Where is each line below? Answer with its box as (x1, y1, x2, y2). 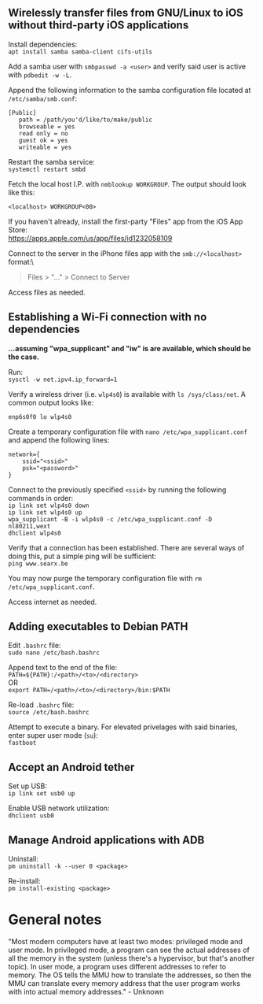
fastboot (8, 739, 37, 747)
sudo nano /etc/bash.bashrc (8, 649, 100, 657)
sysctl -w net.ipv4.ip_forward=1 (8, 376, 118, 383)
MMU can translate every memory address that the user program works (8, 979, 241, 987)
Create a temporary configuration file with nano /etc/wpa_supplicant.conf (8, 427, 248, 436)
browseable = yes (18, 122, 76, 131)
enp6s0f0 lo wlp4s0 (8, 413, 72, 420)
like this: (8, 187, 35, 197)
